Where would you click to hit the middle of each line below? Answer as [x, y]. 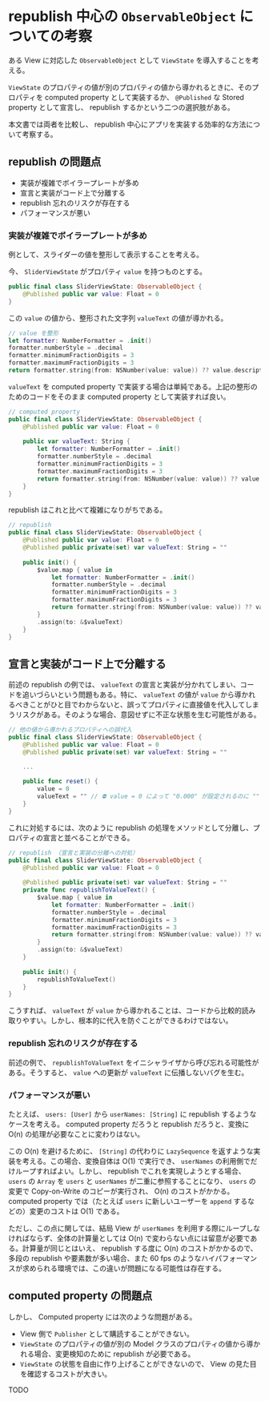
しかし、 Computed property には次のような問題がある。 [102, 1316]
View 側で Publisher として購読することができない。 [107, 1334]
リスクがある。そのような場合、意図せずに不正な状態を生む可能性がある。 [138, 715]
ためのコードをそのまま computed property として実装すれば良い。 [119, 397]
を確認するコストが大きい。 [66, 1374]
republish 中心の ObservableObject [122, 16]
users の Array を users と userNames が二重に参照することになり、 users [128, 1181]
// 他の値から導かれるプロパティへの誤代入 [70, 730]
